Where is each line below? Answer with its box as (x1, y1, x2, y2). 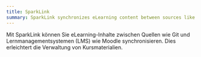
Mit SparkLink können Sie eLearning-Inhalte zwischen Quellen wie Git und (6, 31, 190, 38)
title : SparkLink (6, 8, 50, 15)
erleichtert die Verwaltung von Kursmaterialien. (6, 43, 123, 51)
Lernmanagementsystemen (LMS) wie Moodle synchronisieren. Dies (6, 37, 176, 44)
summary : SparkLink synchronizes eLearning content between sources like (6, 14, 196, 20)
